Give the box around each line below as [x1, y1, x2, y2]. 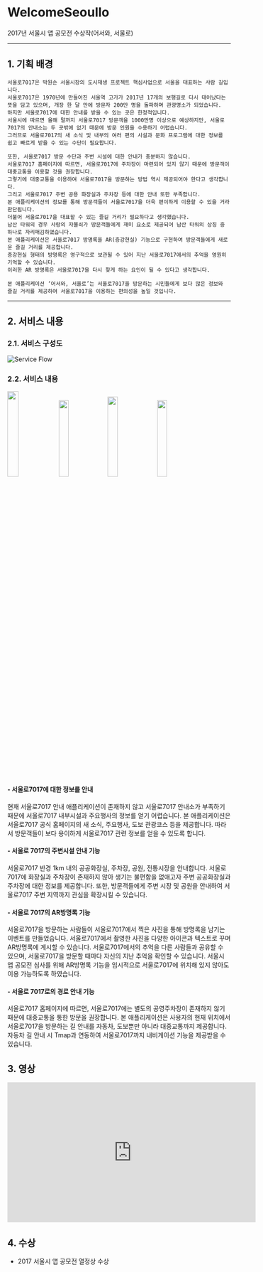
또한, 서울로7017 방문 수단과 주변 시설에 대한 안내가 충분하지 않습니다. [7, 153, 191, 160]
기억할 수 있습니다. [7, 259, 56, 266]
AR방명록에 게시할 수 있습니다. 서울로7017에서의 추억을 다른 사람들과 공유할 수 [7, 943, 224, 951]
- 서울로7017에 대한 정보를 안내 [7, 785, 94, 793]
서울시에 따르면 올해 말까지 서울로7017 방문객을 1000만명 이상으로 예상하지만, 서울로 [7, 117, 225, 124]
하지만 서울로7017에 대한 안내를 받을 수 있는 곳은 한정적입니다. [7, 109, 170, 116]
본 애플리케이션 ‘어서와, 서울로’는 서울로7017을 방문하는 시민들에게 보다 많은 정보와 [7, 280, 223, 287]
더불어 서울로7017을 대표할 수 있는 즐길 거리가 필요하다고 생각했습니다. [7, 213, 190, 220]
